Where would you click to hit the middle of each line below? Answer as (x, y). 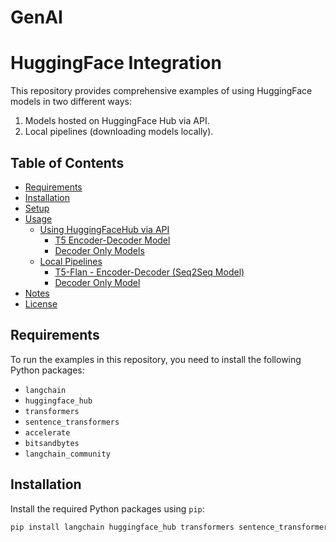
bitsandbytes (52, 443)
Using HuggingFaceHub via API (104, 229)
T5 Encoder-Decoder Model (112, 240)
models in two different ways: (71, 102)
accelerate (47, 432)
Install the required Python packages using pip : (107, 508)
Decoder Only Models (99, 250)
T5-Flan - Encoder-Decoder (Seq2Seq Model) (149, 272)
